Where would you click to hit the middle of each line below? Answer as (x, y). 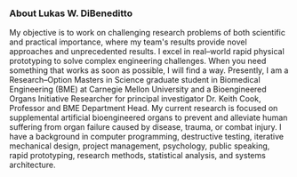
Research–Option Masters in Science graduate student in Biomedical (135, 80)
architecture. (32, 165)
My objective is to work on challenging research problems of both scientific (148, 33)
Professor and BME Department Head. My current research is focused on (144, 109)
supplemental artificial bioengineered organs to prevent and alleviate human (148, 117)
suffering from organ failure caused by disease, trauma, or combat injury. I (145, 127)
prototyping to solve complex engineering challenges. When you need (138, 61)
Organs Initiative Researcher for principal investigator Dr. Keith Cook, (135, 99)
